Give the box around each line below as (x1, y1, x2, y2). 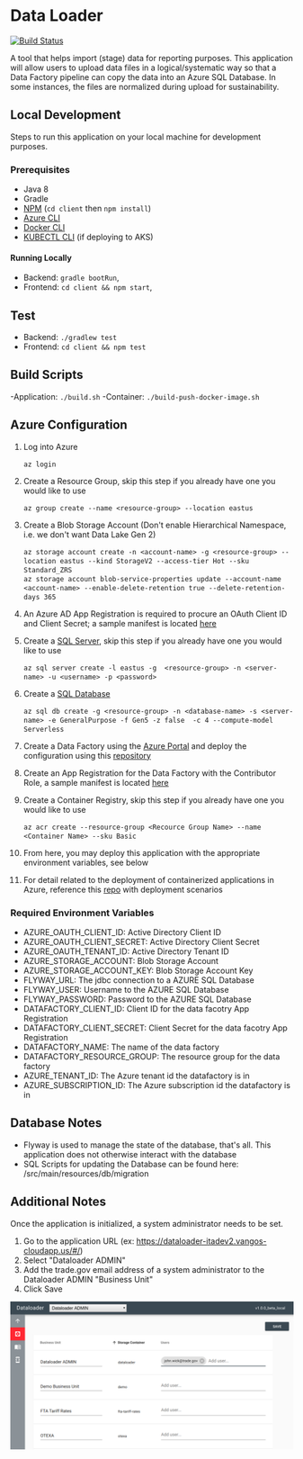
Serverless (22, 725, 65, 734)
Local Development (10, 107, 121, 122)
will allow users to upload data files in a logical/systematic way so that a (10, 62, 277, 73)
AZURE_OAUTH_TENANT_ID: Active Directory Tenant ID (22, 946, 230, 957)
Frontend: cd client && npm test (22, 341, 147, 352)
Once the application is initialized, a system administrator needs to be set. (10, 1218, 284, 1229)
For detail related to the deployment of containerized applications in (22, 874, 275, 885)
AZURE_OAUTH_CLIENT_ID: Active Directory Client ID (22, 926, 222, 937)
